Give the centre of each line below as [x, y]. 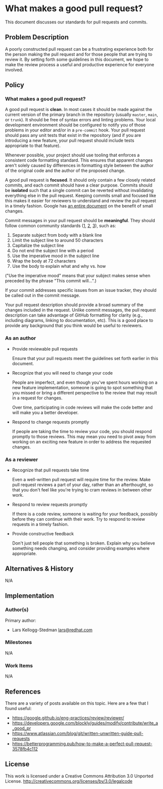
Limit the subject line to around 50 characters [58, 240]
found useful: [18, 708]
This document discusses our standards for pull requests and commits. [76, 22]
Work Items [19, 665]
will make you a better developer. [45, 413]
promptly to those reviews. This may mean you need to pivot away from [84, 436]
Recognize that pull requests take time [50, 470]
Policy [15, 85]
